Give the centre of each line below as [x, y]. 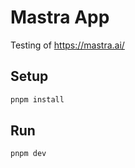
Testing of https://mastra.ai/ [67, 45]
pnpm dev [28, 154]
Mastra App [60, 17]
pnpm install [37, 99]
